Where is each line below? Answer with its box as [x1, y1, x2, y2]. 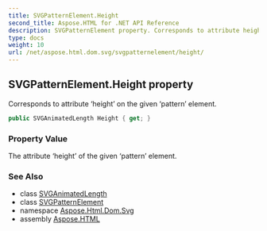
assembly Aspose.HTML [19, 214, 101, 224]
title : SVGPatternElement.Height [8, 11, 119, 20]
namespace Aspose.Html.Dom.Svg [19, 206, 134, 215]
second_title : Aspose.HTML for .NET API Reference [8, 19, 180, 27]
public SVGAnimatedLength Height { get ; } [8, 114, 151, 122]
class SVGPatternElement [19, 198, 104, 207]
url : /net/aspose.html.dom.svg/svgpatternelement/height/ [8, 48, 204, 56]
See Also [8, 171, 44, 182]
